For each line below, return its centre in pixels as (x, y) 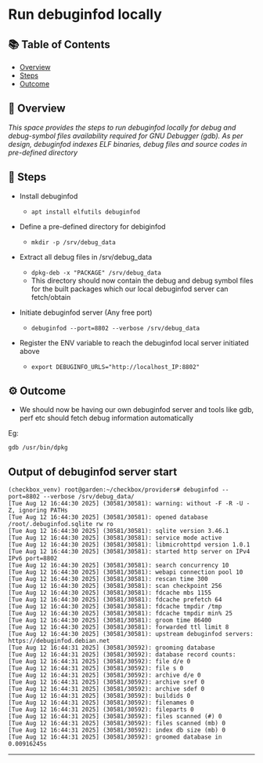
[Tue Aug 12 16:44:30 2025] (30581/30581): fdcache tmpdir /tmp (115, 607)
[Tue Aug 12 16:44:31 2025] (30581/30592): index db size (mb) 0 (117, 730)
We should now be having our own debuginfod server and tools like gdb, (137, 410)
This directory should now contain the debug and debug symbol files (142, 280)
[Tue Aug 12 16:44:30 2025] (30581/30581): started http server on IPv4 (129, 552)
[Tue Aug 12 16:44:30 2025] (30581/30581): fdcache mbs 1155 (110, 593)
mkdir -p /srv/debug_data (73, 242)
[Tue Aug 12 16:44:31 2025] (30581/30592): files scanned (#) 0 (115, 717)
